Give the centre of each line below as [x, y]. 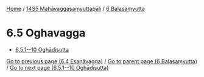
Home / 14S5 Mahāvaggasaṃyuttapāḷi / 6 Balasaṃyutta [76, 9]
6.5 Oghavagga [46, 33]
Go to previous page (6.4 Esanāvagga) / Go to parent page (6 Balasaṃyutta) [102, 61]
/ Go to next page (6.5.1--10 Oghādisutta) [58, 67]
